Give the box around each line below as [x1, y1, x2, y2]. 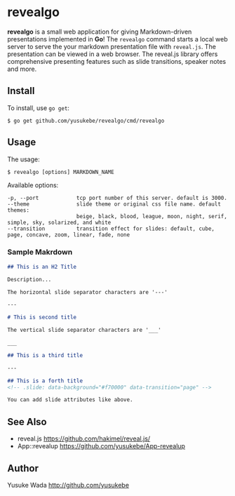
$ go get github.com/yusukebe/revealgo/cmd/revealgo [7, 117, 165, 124]
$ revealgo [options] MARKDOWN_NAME [7, 168, 114, 175]
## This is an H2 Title [7, 263, 77, 270]
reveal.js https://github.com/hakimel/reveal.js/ [17, 434, 151, 443]
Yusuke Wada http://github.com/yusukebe [7, 481, 130, 489]
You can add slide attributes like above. [7, 396, 133, 403]
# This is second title [7, 314, 77, 321]
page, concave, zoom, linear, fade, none [7, 231, 130, 239]
